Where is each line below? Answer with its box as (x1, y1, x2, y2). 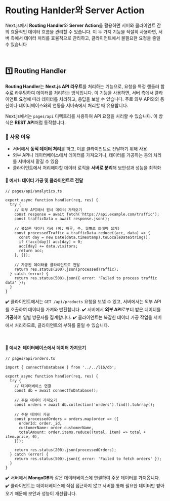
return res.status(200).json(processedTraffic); (14, 267, 119, 272)
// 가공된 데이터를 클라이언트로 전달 (14, 263, 80, 268)
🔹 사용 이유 (5, 133, 30, 140)
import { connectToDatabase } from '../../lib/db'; (5, 365, 116, 370)
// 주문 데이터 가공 (14, 412, 51, 418)
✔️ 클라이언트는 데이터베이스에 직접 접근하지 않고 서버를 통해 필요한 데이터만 (5, 483, 155, 489)
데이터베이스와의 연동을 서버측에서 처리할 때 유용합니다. (18, 102, 129, 108)
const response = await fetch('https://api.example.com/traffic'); (14, 212, 159, 217)
